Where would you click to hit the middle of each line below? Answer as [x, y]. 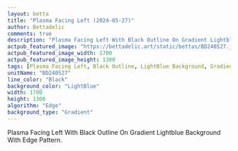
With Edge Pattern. [35, 140]
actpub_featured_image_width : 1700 [60, 54]
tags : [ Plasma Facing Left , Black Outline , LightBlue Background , [107, 66]
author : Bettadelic [36, 27]
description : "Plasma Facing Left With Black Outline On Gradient [107, 40]
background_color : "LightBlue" [53, 86]
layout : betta [28, 14]
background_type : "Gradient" [50, 112]
